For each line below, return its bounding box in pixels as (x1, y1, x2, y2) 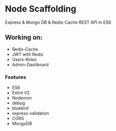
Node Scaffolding (5, 3, 77, 15)
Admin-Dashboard (12, 61, 49, 67)
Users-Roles (12, 57, 37, 62)
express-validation (12, 110, 49, 116)
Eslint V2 (12, 90, 30, 96)
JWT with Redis (12, 51, 43, 57)
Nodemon (12, 95, 32, 101)
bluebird (12, 105, 29, 111)
